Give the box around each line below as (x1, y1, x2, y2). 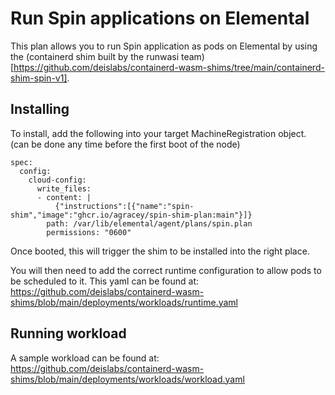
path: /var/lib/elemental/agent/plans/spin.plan (46, 218, 253, 229)
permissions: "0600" (46, 227, 132, 237)
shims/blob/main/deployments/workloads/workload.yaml (10, 373, 245, 385)
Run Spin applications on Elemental (10, 7, 310, 30)
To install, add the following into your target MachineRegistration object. (10, 127, 307, 139)
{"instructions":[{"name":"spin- (54, 201, 195, 211)
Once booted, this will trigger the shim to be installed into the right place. (10, 245, 310, 257)
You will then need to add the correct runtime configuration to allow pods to (10, 264, 322, 276)
